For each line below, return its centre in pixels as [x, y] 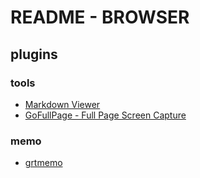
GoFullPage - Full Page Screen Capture [105, 115]
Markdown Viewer [62, 104]
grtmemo [43, 163]
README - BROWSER [100, 17]
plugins [34, 54]
